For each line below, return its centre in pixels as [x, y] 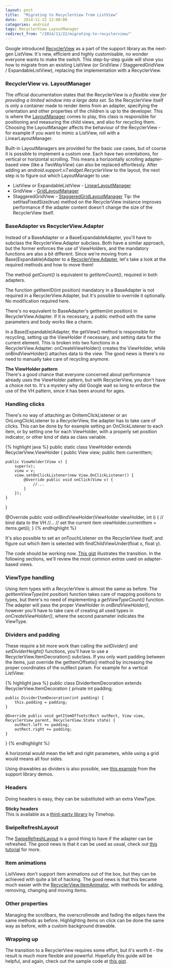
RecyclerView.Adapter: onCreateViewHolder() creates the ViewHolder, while [85, 348]
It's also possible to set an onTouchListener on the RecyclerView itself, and [84, 538]
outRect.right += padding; [43, 729]
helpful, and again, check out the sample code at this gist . [66, 961]
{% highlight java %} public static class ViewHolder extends [68, 447]
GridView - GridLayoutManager [46, 191]
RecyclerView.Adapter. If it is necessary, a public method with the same [81, 316]
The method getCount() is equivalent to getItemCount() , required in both [81, 275]
